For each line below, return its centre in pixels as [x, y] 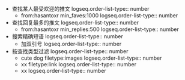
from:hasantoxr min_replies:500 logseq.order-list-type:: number [100, 29]
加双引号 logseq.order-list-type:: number [71, 44]
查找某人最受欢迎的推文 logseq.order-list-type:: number [80, 9]
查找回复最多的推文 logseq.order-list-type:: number [75, 22]
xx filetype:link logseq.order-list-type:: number [79, 64]
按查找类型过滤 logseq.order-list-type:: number [70, 51]
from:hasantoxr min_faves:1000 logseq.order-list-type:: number [99, 16]
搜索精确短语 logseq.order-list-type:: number [67, 36]
